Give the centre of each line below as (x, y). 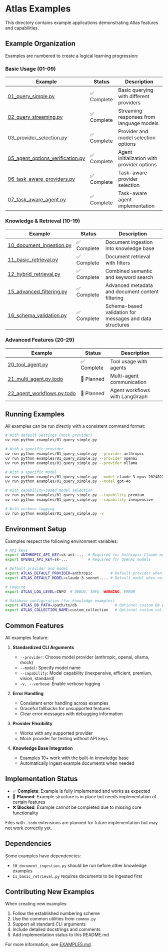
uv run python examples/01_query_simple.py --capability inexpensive (79, 500)
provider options (137, 165)
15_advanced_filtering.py (37, 292)
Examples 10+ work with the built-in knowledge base (74, 758)
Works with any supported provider (56, 733)
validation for (121, 312)
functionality (25, 813)
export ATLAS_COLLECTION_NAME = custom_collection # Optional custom (79, 610)
